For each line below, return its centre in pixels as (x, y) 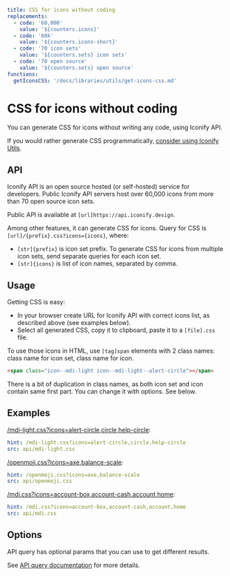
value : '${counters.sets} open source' (77, 68)
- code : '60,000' (38, 23)
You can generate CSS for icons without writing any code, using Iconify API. (115, 127)
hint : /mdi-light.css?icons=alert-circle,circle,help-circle (97, 443)
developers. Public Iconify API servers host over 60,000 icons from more (111, 194)
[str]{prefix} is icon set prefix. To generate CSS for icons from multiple (120, 249)
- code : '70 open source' (51, 62)
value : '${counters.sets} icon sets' (74, 55)
